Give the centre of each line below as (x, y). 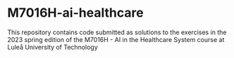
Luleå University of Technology (53, 47)
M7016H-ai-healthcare (75, 13)
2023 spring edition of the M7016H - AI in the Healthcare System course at (116, 39)
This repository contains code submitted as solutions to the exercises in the (117, 32)
